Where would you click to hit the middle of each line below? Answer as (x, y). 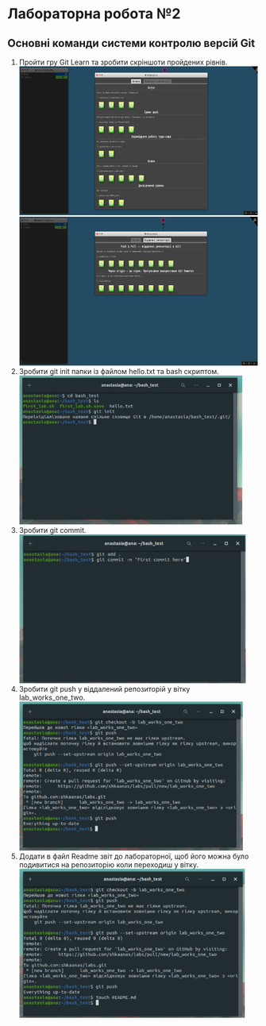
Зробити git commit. (52, 530)
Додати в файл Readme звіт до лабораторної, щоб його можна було (134, 856)
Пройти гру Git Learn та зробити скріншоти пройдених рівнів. (123, 62)
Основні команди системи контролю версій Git (131, 43)
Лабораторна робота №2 (94, 14)
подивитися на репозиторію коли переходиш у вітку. (109, 865)
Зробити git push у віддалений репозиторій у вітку (104, 689)
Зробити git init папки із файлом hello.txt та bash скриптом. (119, 371)
